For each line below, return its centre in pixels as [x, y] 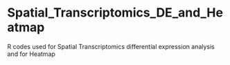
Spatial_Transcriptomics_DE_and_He [115, 13]
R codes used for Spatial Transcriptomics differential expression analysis [111, 46]
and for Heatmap [31, 54]
